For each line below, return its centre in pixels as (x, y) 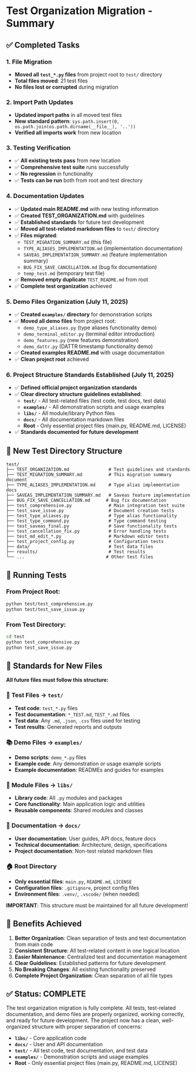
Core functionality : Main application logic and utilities (80, 804)
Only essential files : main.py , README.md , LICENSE (73, 881)
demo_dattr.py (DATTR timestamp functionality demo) (88, 346)
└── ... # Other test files (80, 557)
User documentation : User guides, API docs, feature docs (85, 838)
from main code (34, 944)
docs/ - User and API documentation (59, 1044)
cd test (16, 636)
